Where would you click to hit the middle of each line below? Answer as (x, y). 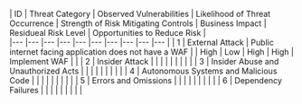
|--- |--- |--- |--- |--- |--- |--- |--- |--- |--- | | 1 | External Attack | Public (142, 42)
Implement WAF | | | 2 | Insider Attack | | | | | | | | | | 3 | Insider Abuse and (144, 61)
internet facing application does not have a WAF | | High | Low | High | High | (151, 52)
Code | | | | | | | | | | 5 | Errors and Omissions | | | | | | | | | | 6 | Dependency (146, 80)
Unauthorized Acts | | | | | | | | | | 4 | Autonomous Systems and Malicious (143, 71)
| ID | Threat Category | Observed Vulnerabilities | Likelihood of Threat (140, 14)
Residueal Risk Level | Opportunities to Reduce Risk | (108, 33)
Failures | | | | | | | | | (46, 90)
